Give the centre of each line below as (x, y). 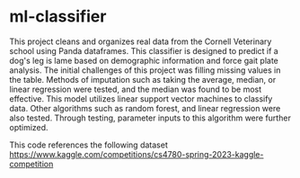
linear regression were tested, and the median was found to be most (136, 89)
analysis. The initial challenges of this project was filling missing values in (145, 70)
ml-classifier (58, 17)
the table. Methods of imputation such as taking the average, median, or (143, 79)
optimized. (29, 127)
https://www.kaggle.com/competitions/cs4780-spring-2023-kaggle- (137, 154)
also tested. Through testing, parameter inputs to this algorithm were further (150, 118)
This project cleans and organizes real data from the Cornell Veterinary (141, 41)
